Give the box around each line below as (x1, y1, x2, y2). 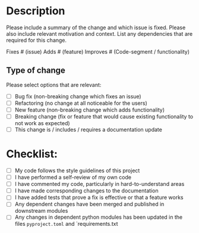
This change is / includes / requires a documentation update (14, 126, 162, 133)
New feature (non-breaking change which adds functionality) (14, 106, 165, 113)
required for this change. (6, 36, 67, 44)
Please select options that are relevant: (6, 81, 102, 88)
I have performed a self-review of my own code (14, 174, 132, 181)
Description (6, 4, 65, 18)
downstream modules (14, 207, 68, 215)
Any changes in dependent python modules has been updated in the (14, 213, 183, 221)
